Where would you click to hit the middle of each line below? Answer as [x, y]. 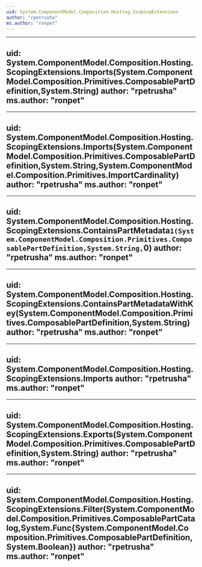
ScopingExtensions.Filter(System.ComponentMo [101, 509]
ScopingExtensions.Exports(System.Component [99, 434]
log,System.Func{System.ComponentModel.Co [98, 528]
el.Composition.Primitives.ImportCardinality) [93, 175]
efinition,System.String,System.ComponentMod [99, 166]
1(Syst [182, 231]
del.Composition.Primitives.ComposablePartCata [101, 518]
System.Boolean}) [41, 547]
